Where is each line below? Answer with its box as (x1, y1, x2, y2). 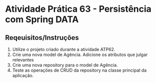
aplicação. (12, 73, 34, 78)
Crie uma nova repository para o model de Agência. (12, 62, 118, 68)
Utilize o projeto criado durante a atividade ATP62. (12, 47, 115, 52)
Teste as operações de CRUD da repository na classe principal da (12, 67, 147, 73)
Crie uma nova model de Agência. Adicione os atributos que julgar (12, 52, 148, 57)
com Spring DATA (5, 14, 79, 25)
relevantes (12, 57, 34, 62)
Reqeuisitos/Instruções (5, 33, 79, 42)
